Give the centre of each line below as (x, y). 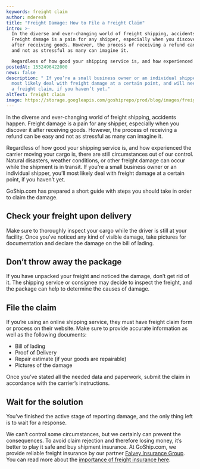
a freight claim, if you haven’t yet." (61, 89)
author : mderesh (26, 17)
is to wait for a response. (37, 422)
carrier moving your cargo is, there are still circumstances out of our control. (100, 154)
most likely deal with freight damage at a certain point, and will (98, 84)
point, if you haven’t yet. (36, 179)
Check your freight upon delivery (69, 216)
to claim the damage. (32, 197)
